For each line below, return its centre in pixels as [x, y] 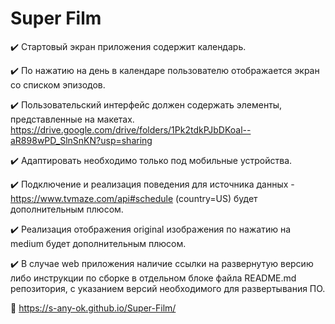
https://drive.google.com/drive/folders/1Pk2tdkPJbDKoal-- [131, 129]
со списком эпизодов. [58, 84]
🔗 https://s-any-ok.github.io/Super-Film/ [93, 308]
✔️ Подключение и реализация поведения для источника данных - [152, 184]
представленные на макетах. [72, 119]
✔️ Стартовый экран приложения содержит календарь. [128, 46]
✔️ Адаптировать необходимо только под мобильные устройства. [151, 160]
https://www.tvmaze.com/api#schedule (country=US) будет [134, 198]
